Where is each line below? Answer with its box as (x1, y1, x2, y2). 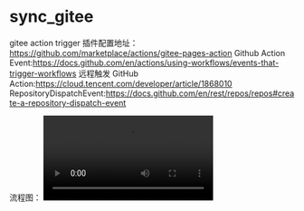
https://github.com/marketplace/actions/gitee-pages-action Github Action (9, 47, 286, 58)
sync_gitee (9, 6, 94, 27)
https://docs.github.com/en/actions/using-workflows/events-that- (33, 57, 280, 68)
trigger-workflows (9, 68, 77, 79)
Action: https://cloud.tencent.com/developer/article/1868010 (9, 78, 233, 89)
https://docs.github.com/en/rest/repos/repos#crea (105, 88, 295, 99)
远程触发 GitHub (78, 68, 138, 79)
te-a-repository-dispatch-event (9, 97, 127, 108)
